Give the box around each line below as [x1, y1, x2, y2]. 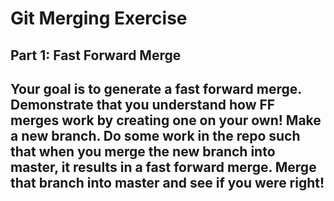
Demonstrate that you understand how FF [10, 96, 276, 113]
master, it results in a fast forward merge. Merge [10, 158, 317, 176]
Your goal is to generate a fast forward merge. [10, 80, 302, 97]
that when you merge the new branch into [10, 143, 276, 160]
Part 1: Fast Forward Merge [10, 47, 182, 64]
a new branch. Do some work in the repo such [10, 127, 301, 144]
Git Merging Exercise [10, 7, 188, 30]
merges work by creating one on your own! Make [10, 112, 322, 129]
